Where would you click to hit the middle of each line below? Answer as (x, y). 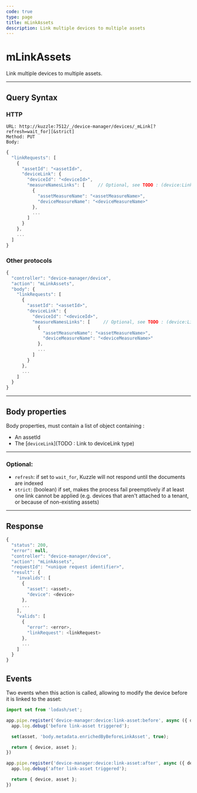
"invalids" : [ (34, 578)
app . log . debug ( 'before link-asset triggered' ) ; (71, 726)
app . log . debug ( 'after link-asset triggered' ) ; (69, 769)
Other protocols (29, 260)
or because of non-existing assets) (57, 502)
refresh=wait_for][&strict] (40, 131)
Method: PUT (21, 137)
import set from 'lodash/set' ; (44, 710)
